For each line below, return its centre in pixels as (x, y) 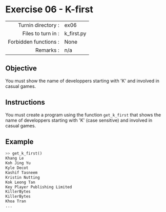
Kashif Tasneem (22, 172)
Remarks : (47, 50)
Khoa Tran (16, 201)
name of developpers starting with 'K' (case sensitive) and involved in (79, 120)
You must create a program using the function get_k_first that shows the (83, 114)
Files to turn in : (41, 33)
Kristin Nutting (23, 177)
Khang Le (15, 158)
